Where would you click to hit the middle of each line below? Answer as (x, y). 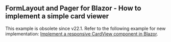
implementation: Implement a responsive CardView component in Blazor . (82, 34)
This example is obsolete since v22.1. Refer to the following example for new (86, 28)
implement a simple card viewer (57, 16)
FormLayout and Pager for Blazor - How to (73, 8)
